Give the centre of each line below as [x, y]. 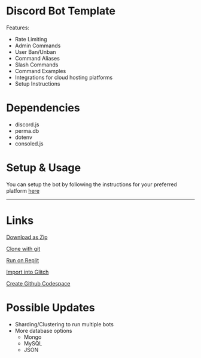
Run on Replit [23, 260]
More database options [43, 330]
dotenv [24, 137]
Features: [18, 28]
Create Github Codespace [38, 283]
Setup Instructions [37, 84]
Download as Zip [27, 237]
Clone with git [23, 248]
